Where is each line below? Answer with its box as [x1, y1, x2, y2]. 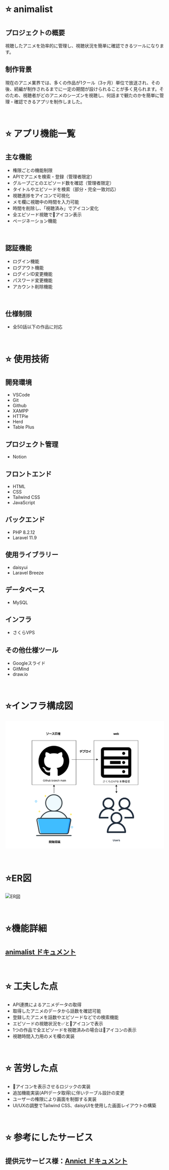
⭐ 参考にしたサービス [5, 1132, 93, 1143]
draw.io [12, 671, 28, 677]
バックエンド [5, 515, 45, 524]
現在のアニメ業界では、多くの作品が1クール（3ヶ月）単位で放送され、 [5, 79, 151, 85]
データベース [5, 586, 45, 594]
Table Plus [12, 424, 34, 430]
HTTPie [12, 413, 29, 419]
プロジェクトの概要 [5, 28, 65, 37]
